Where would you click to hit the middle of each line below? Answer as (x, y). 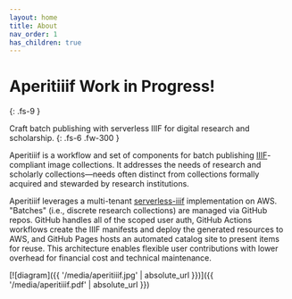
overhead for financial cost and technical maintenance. (111, 258)
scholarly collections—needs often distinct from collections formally (134, 174)
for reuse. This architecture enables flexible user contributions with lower (144, 249)
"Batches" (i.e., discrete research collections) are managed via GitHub (138, 211)
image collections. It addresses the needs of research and (154, 165)
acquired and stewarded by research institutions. (99, 184)
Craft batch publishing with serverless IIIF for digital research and (129, 129)
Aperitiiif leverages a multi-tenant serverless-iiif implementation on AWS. (143, 201)
